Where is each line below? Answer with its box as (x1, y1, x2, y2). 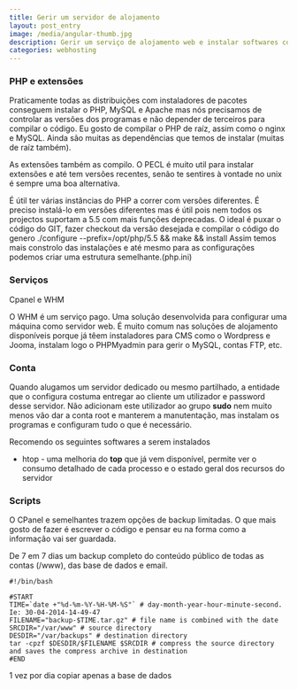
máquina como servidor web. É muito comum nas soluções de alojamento (9, 321, 278, 331)
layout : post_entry (9, 21, 81, 30)
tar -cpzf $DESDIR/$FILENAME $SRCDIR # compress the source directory (9, 639, 275, 648)
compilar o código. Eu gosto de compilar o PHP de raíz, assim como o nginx (9, 123, 286, 134)
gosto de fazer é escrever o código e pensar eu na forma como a (9, 524, 247, 535)
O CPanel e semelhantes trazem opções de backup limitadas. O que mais (9, 515, 277, 525)
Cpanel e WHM (9, 294, 65, 305)
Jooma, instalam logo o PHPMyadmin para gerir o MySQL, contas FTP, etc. (9, 339, 283, 350)
